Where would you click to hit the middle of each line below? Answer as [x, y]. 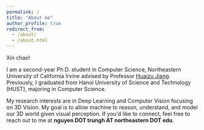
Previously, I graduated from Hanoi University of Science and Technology [99, 82]
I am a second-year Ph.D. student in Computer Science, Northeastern [94, 70]
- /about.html [30, 40]
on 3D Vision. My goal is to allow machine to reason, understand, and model [102, 107]
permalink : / [23, 12]
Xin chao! [18, 58]
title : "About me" [30, 18]
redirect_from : [26, 29]
